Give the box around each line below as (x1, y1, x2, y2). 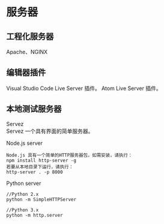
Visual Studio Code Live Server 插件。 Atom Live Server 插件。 (6, 85, 162, 92)
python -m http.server (6, 212, 63, 218)
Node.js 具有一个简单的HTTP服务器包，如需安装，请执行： (6, 152, 133, 158)
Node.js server (6, 139, 43, 147)
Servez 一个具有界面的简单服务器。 (6, 127, 94, 135)
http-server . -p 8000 (6, 169, 63, 175)
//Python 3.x (6, 207, 39, 213)
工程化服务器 (6, 31, 54, 41)
